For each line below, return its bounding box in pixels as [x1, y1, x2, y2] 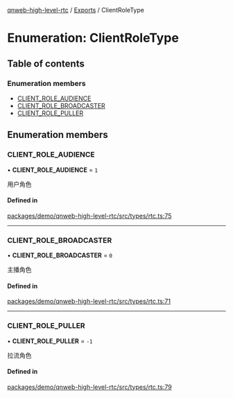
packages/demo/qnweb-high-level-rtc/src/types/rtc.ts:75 [7, 211, 172, 220]
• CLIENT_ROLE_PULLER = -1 [7, 336, 93, 345]
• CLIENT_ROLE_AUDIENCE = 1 [7, 166, 98, 174]
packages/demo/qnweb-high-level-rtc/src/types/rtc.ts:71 [7, 297, 171, 306]
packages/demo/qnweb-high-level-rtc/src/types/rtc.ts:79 [7, 383, 172, 391]
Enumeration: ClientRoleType [7, 31, 179, 46]
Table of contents [7, 58, 85, 69]
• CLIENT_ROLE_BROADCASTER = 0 [7, 251, 113, 259]
